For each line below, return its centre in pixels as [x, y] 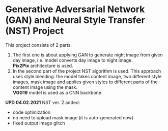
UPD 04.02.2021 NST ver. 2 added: [43, 102]
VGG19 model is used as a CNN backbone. [58, 92]
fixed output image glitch [39, 123]
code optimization [32, 112]
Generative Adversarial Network [75, 9]
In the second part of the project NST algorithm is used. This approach [87, 71]
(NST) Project [34, 31]
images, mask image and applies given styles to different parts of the [85, 82]
